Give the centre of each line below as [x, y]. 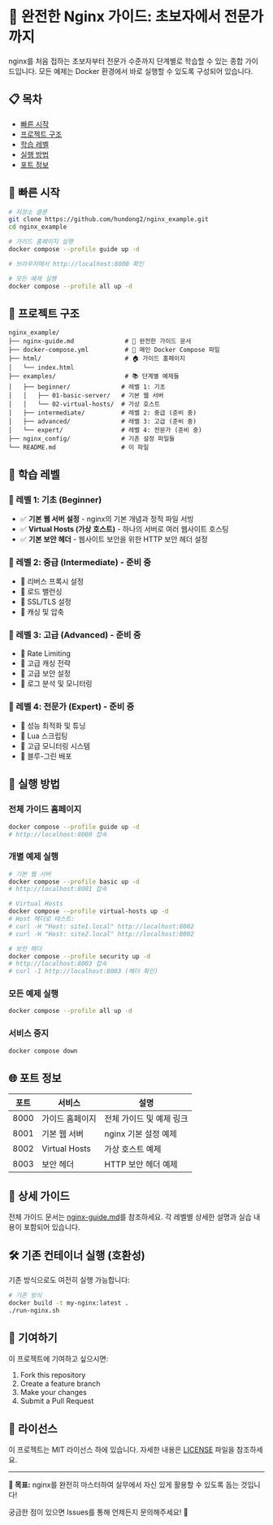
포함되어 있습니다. [52, 1227]
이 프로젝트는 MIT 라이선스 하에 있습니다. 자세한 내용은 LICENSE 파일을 [122, 1450]
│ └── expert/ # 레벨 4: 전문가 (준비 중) [106, 430]
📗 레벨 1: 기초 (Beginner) [55, 499]
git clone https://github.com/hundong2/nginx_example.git [108, 219]
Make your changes [53, 1392]
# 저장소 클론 [28, 212]
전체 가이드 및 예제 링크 [146, 1119]
